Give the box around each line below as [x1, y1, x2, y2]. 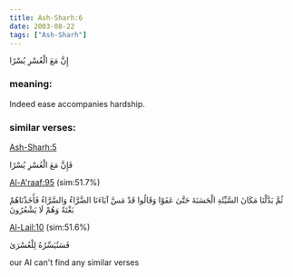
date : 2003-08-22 [9, 22, 75, 31]
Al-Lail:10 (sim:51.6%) [9, 222, 91, 232]
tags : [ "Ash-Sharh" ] [9, 30, 88, 39]
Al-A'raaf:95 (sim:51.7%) [9, 176, 101, 187]
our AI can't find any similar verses [9, 256, 140, 268]
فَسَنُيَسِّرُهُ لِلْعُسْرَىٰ [9, 239, 70, 250]
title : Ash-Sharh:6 [9, 13, 83, 23]
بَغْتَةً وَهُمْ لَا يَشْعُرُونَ [9, 203, 74, 214]
